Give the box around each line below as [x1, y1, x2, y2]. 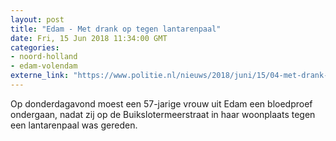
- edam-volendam [10, 61, 78, 71]
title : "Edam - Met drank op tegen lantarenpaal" [10, 24, 222, 34]
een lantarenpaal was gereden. [10, 119, 138, 131]
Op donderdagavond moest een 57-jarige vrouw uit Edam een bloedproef [10, 97, 313, 110]
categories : [10, 42, 60, 53]
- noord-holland [10, 52, 78, 62]
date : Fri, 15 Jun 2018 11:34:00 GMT [10, 33, 168, 43]
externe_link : [10, 71, 70, 81]
